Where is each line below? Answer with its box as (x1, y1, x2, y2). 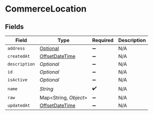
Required (92, 37, 114, 43)
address (7, 46, 25, 51)
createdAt (7, 54, 30, 59)
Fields (5, 23, 24, 31)
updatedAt (7, 103, 30, 108)
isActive (7, 77, 28, 83)
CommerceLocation (5, 3, 86, 14)
